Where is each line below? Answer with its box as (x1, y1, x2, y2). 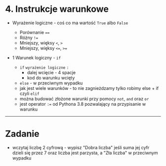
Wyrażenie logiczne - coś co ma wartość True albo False (12, 20, 128, 26)
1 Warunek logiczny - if (12, 54, 61, 60)
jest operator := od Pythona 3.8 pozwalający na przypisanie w (19, 101, 146, 107)
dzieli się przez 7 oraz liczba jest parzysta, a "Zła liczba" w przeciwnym (12, 150, 158, 156)
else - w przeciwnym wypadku (19, 80, 83, 86)
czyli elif (19, 90, 40, 96)
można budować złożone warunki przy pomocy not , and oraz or (19, 95, 149, 102)
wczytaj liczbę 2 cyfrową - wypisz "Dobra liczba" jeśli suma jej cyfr (12, 144, 150, 150)
